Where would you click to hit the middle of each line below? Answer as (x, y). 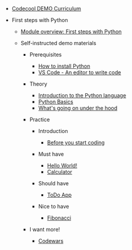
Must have (51, 154)
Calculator (60, 172)
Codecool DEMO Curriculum (46, 9)
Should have (54, 183)
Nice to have (54, 206)
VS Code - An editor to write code (80, 72)
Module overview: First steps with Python (71, 31)
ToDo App (59, 195)
